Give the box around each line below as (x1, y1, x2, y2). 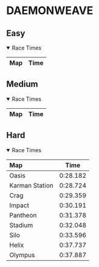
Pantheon (9, 211, 37, 219)
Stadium (9, 221, 33, 229)
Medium (6, 79, 38, 89)
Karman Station (9, 181, 53, 189)
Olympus (9, 251, 35, 259)
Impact (9, 201, 29, 210)
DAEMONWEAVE (6, 4, 94, 18)
